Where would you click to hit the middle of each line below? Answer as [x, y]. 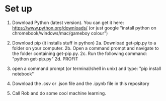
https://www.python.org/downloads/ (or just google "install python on [84, 27]
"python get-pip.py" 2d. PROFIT [45, 58]
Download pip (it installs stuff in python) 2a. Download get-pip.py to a [84, 42]
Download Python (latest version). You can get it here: [68, 22]
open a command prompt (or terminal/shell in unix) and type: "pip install [87, 68]
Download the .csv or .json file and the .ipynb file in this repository [80, 83]
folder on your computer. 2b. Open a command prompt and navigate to [85, 48]
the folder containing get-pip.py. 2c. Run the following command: [79, 53]
